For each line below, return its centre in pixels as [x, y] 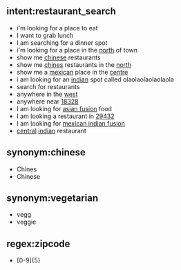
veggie [26, 222]
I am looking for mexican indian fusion [70, 123]
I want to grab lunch [45, 35]
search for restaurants [48, 86]
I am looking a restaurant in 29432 [65, 116]
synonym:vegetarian [52, 199]
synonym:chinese [46, 152]
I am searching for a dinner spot [62, 42]
